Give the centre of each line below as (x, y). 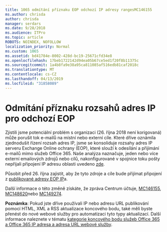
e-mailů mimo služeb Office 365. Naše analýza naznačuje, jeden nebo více (82, 153)
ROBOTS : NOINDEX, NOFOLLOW (33, 42)
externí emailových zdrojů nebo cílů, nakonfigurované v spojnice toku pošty (83, 159)
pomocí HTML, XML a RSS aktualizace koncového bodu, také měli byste (79, 208)
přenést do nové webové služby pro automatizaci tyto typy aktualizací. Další (83, 214)
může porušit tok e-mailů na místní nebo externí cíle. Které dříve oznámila (81, 137)
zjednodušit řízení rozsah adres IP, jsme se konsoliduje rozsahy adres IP (79, 143)
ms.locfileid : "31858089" (32, 83)
